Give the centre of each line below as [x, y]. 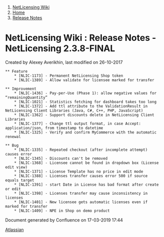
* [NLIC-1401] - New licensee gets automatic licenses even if [81, 202]
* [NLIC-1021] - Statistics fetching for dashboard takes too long [85, 102]
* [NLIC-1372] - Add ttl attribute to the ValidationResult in [81, 106]
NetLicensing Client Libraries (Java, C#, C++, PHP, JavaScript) [74, 111]
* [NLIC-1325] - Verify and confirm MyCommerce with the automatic [85, 132]
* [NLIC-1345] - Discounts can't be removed [61, 158]
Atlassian [14, 230]
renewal [13, 136]
